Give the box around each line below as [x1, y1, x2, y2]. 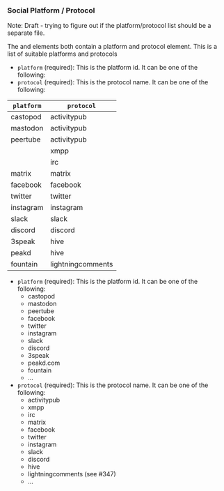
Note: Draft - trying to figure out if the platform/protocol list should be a [7, 22, 211, 30]
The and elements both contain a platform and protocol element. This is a [7, 43, 218, 51]
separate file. [7, 29, 45, 37]
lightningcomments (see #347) [27, 470, 116, 478]
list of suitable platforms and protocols [7, 50, 118, 58]
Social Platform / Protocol [7, 6, 95, 15]
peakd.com [27, 358, 61, 368]
